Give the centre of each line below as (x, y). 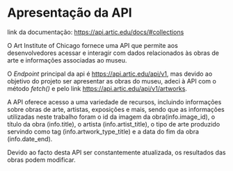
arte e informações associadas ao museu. (67, 60)
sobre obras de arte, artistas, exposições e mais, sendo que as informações (116, 109)
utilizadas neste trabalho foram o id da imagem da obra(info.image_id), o (111, 117)
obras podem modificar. (41, 160)
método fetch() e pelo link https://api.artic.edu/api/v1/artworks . (97, 88)
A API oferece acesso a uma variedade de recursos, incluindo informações (114, 101)
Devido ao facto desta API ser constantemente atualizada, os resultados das (116, 152)
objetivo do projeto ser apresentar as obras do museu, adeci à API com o (112, 81)
